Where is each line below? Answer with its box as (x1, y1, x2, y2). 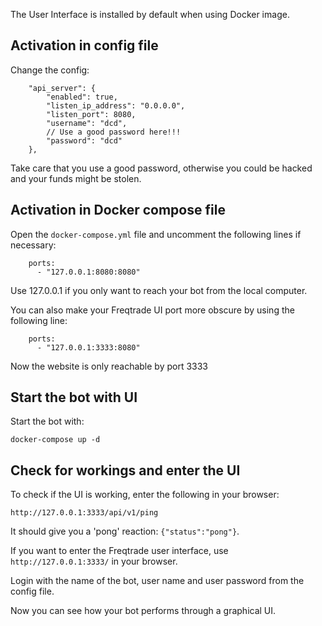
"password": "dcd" (46, 135, 123, 146)
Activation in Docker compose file (10, 202, 226, 219)
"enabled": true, (46, 92, 118, 102)
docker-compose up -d (10, 435, 101, 445)
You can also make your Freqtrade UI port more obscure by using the (10, 304, 295, 316)
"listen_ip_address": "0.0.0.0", (46, 100, 186, 111)
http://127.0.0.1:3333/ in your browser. (10, 555, 178, 568)
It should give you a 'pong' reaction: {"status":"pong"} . (10, 525, 240, 538)
